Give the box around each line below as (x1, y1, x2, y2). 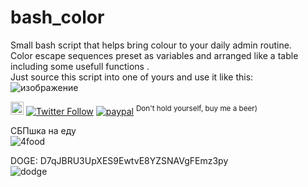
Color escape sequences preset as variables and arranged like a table (10, 49, 299, 61)
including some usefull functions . (10, 60, 150, 72)
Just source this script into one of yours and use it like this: (10, 71, 254, 83)
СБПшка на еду (10, 124, 77, 136)
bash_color (10, 6, 105, 29)
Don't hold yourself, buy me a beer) (135, 104, 258, 114)
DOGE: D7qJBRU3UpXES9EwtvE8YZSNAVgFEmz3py (10, 154, 229, 166)
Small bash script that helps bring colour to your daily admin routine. (10, 39, 292, 51)
